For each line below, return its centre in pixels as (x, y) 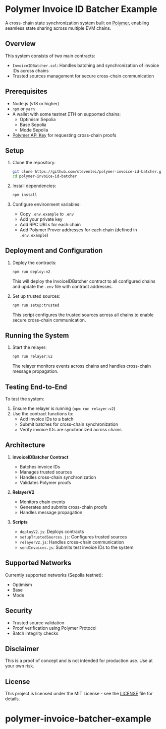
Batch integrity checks (35, 633)
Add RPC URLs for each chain (50, 225)
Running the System (37, 335)
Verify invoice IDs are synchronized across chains (71, 430)
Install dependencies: (34, 186)
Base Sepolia (33, 125)
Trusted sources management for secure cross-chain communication (83, 76)
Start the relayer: (29, 347)
